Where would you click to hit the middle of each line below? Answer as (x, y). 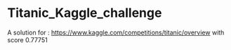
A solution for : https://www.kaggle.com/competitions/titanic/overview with (116, 32)
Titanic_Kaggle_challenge (85, 13)
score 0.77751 (27, 39)
